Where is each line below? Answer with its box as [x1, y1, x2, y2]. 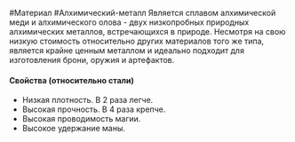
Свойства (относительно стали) [9, 75, 135, 85]
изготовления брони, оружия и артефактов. [9, 55, 175, 65]
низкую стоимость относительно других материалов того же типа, [9, 35, 265, 46]
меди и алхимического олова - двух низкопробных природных [9, 17, 250, 28]
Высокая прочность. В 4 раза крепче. [21, 104, 166, 114]
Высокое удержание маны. [21, 123, 126, 134]
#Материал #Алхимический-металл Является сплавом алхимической [9, 8, 276, 18]
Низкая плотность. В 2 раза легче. [21, 95, 154, 106]
